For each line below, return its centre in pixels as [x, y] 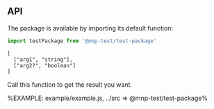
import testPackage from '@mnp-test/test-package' [82, 41]
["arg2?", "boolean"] [45, 65]
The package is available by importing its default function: [90, 28]
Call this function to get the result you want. [70, 84]
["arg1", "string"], [43, 59]
